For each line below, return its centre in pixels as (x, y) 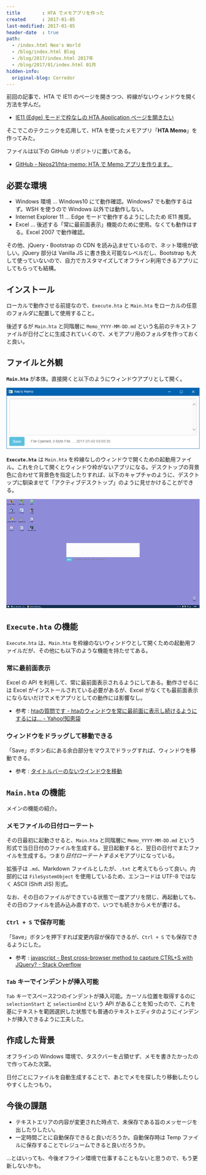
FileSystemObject (51, 877)
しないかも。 (28, 1165)
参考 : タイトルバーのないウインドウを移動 (69, 771)
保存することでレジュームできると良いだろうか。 (87, 1145)
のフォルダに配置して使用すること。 (52, 313)
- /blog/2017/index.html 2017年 (53, 58)
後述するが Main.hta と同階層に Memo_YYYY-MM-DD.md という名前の (88, 326)
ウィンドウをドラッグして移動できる (60, 736)
